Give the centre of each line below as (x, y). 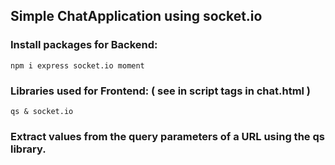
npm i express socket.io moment (77, 65)
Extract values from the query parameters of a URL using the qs (167, 136)
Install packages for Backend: (84, 45)
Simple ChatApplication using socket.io (136, 16)
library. (28, 149)
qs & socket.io (42, 111)
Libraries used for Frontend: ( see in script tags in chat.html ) (161, 91)
